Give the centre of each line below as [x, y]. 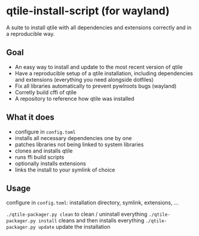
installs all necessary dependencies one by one [73, 138]
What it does [30, 117]
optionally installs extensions [50, 163]
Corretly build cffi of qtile [45, 92]
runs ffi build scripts [39, 157]
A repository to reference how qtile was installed [74, 98]
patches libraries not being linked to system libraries [79, 144]
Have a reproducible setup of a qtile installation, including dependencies [104, 73]
